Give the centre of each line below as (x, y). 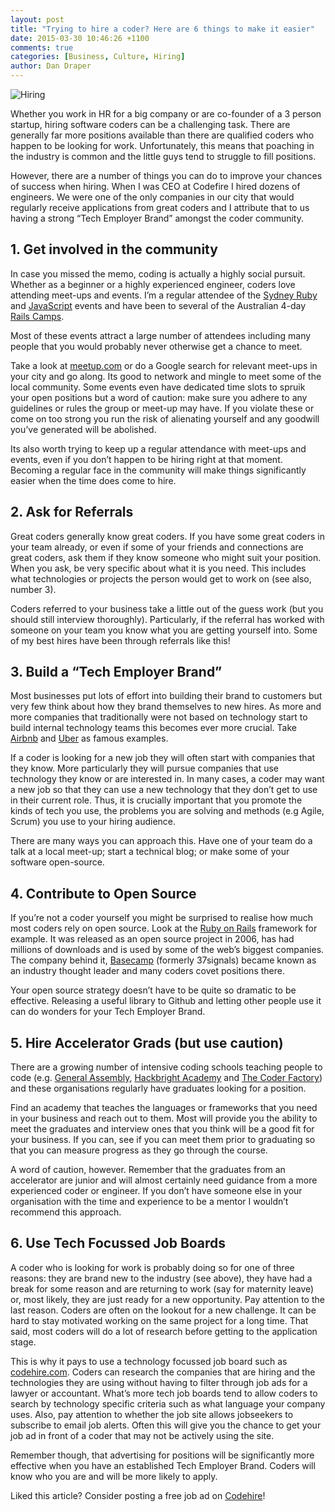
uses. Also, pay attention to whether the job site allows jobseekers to (152, 1414)
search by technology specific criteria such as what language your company (168, 1403)
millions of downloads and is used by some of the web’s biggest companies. (167, 950)
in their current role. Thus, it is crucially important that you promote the (156, 800)
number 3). (33, 589)
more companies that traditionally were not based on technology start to (159, 717)
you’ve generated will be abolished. (83, 429)
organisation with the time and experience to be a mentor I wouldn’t (149, 1202)
